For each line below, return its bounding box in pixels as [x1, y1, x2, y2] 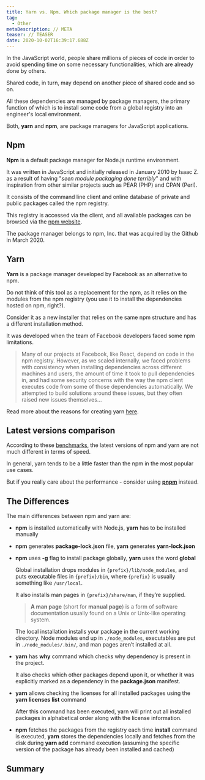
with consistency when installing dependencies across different [21, 363, 182, 370]
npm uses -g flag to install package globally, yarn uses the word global [15, 555, 196, 562]
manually [15, 531, 39, 538]
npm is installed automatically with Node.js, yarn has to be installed [15, 524, 186, 531]
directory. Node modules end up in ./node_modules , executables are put [15, 634, 196, 642]
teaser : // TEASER [6, 32, 53, 38]
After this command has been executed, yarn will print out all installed [15, 708, 192, 715]
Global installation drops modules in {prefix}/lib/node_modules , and [15, 566, 188, 574]
